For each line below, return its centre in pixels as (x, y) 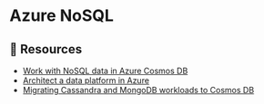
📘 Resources (46, 49)
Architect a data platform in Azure (86, 80)
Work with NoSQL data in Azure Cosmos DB (105, 71)
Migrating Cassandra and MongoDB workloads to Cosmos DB (138, 90)
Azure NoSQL (61, 16)
